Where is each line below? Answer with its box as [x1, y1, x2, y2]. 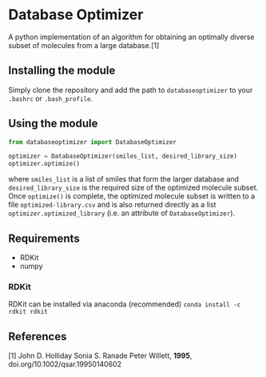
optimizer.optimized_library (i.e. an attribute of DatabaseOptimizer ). [8, 208, 236, 218]
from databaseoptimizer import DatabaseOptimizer [8, 138, 177, 146]
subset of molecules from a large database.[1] [8, 40, 160, 50]
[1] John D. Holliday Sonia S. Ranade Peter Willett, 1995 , [8, 351, 193, 361]
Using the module [8, 117, 98, 130]
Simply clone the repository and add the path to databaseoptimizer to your [8, 85, 253, 94]
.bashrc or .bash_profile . [8, 94, 93, 103]
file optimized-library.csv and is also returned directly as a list [8, 200, 216, 210]
